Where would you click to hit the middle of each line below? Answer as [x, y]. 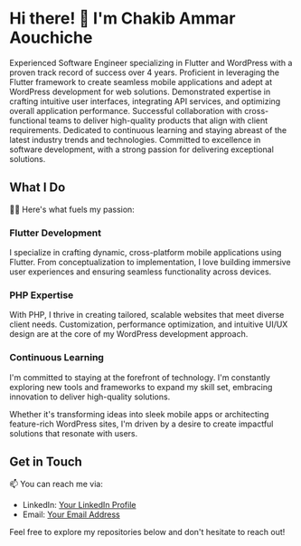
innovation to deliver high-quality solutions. [90, 397]
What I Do [38, 188]
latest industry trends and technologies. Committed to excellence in [135, 139]
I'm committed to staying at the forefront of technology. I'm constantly [140, 377]
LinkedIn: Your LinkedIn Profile [79, 505]
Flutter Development [56, 233]
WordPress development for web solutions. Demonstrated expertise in [140, 91]
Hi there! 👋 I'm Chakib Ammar [122, 19]
